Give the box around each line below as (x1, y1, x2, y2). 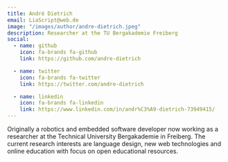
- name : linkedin (13, 93, 64, 100)
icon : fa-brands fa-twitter (19, 74, 100, 81)
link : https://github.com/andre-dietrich (19, 55, 141, 62)
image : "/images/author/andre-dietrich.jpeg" (7, 23, 141, 30)
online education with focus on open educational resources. (7, 147, 179, 155)
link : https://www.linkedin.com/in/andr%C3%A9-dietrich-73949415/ (19, 106, 216, 113)
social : (7, 36, 30, 43)
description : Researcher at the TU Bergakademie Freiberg (7, 29, 178, 37)
